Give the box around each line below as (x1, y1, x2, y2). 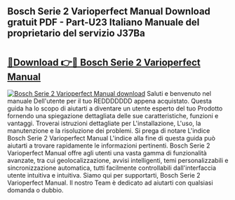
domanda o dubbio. (7, 186, 64, 194)
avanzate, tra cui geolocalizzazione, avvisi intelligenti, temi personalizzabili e (7, 157, 229, 164)
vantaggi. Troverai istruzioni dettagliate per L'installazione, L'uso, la (7, 119, 201, 127)
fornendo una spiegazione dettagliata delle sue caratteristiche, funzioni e (7, 112, 219, 120)
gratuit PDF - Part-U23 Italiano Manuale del (7, 17, 200, 29)
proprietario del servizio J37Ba (7, 27, 145, 39)
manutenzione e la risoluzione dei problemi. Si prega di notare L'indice (7, 127, 210, 135)
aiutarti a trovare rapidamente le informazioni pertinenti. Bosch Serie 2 (7, 141, 210, 150)
